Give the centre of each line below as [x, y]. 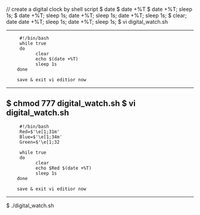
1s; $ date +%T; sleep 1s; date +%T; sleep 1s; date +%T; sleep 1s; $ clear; [96, 15]
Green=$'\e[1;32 [40, 142]
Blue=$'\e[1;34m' [41, 137]
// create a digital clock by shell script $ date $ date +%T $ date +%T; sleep [99, 9]
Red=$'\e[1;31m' [40, 132]
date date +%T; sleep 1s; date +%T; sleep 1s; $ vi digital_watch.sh [87, 22]
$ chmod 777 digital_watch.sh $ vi [71, 104]
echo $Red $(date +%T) [64, 168]
